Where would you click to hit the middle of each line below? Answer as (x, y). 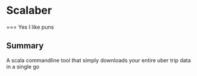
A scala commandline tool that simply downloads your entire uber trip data (98, 60)
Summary (25, 46)
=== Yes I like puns (30, 27)
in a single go (23, 66)
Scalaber (29, 10)
